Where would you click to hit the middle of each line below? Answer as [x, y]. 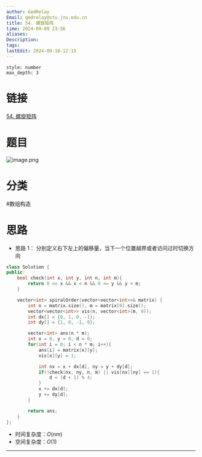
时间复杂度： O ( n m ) [39, 434]
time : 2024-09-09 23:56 [36, 29]
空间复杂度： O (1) [36, 442]
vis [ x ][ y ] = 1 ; [57, 355]
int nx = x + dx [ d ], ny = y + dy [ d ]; [86, 367]
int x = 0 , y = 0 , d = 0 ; [60, 339]
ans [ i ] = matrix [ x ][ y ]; [68, 350]
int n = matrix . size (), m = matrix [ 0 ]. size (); [87, 305]
